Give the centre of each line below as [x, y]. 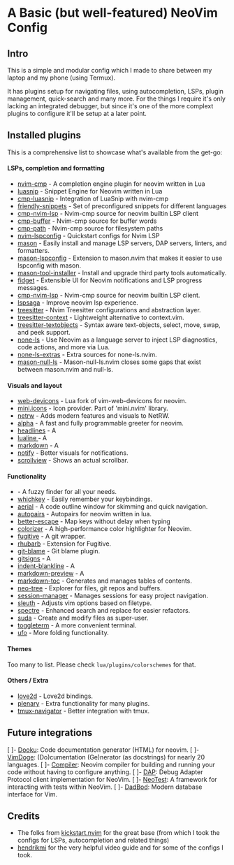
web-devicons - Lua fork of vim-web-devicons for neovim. [102, 401]
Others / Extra [28, 681]
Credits [24, 816]
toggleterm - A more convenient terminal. [77, 625]
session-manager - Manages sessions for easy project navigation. [112, 596]
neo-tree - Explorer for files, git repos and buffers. [89, 588]
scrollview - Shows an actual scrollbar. [73, 460]
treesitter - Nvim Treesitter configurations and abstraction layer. [109, 310]
